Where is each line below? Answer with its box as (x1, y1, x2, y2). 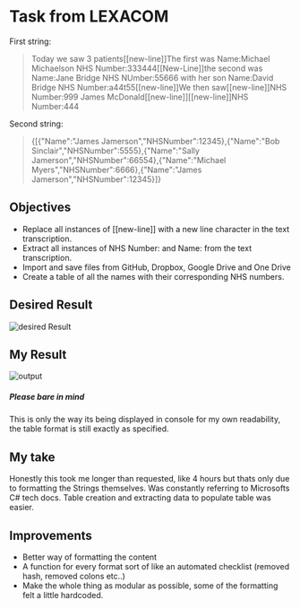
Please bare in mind (9, 391, 85, 402)
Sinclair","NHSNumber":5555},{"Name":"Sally (30, 145, 200, 156)
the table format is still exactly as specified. (9, 423, 169, 434)
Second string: (9, 118, 64, 129)
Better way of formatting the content (21, 552, 158, 562)
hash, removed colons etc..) (21, 570, 125, 581)
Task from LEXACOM (9, 6, 169, 27)
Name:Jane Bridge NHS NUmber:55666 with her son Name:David (30, 72, 274, 83)
